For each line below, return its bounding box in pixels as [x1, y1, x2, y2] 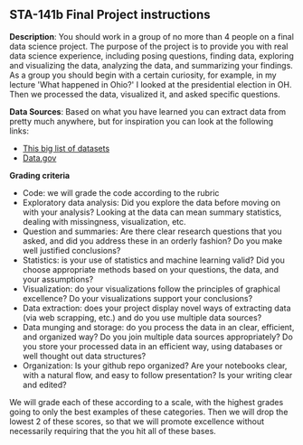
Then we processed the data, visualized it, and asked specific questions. [9, 88, 280, 99]
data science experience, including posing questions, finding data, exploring [9, 50, 294, 61]
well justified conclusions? [22, 245, 121, 255]
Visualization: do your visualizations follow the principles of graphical [22, 283, 280, 294]
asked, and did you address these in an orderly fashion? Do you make [22, 235, 283, 246]
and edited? [22, 379, 67, 390]
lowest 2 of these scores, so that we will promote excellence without [9, 415, 265, 427]
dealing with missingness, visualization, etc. [22, 216, 187, 227]
